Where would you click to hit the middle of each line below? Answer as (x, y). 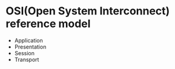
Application (29, 40)
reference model (48, 24)
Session (24, 53)
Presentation (30, 47)
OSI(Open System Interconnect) (88, 11)
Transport (27, 59)
